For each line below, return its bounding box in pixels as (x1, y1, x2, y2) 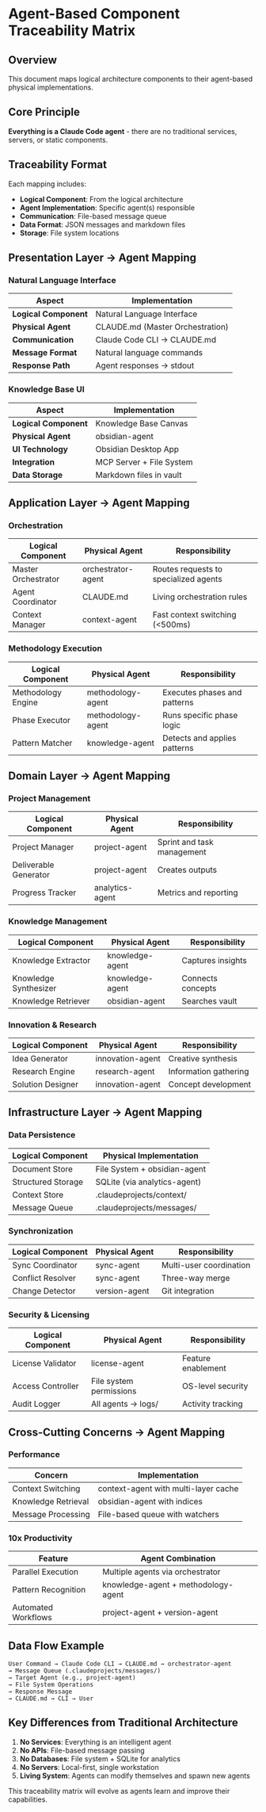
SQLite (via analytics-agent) (95, 1176, 202, 1187)
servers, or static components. (8, 135, 108, 144)
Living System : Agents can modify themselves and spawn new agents (19, 1771, 251, 1780)
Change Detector (12, 1285, 77, 1296)
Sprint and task (157, 837, 214, 848)
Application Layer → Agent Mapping (8, 496, 190, 510)
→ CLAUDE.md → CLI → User (8, 1694, 93, 1703)
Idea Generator (12, 1053, 69, 1064)
